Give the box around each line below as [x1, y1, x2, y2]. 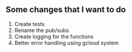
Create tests [14, 20, 45, 27]
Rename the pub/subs [14, 27, 70, 34]
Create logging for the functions [14, 32, 94, 40]
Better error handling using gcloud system [14, 39, 119, 46]
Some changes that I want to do [5, 5, 127, 15]
